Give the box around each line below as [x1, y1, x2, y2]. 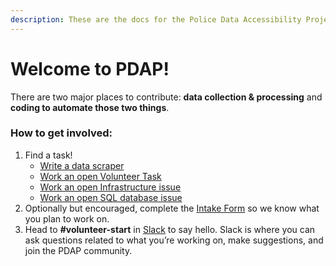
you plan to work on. [24, 212, 110, 225]
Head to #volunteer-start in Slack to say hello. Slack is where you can [24, 223, 316, 235]
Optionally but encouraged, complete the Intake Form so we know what [24, 202, 320, 214]
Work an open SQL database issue [39, 191, 183, 203]
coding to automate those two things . [10, 101, 170, 113]
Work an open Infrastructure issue [39, 181, 182, 193]
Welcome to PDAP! [10, 57, 170, 80]
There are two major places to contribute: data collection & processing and [10, 91, 323, 103]
